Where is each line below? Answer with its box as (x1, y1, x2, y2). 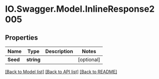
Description (45, 48, 73, 54)
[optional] (77, 56, 100, 63)
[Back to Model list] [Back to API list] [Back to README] (5, 69, 117, 75)
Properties (5, 33, 38, 42)
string (26, 56, 41, 63)
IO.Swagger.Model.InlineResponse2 (5, 3, 155, 15)
